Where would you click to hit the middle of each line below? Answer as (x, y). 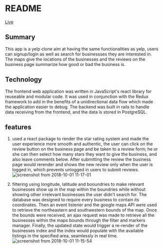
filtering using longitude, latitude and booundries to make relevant (78, 184)
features (18, 127)
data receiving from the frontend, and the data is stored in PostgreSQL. (76, 112)
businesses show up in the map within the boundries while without (79, 189)
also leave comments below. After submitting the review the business (81, 159)
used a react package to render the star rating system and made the (81, 139)
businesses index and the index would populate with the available (78, 231)
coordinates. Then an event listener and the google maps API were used (84, 205)
